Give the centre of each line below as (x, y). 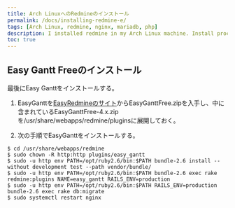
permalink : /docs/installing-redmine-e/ (67, 20)
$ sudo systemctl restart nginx (54, 197)
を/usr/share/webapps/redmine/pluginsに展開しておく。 (98, 120)
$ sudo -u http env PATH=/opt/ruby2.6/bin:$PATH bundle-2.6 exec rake (112, 173)
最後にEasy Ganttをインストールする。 (63, 88)
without (19, 167)
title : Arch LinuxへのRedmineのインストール (68, 14)
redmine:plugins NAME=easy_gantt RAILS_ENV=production (89, 179)
